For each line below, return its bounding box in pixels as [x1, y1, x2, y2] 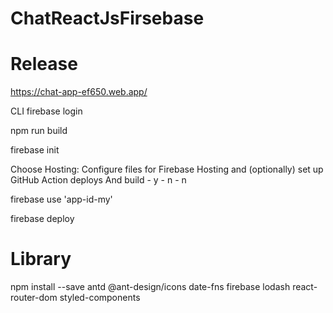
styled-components [59, 292, 141, 304]
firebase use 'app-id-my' [10, 193, 113, 206]
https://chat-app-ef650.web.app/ [10, 86, 148, 98]
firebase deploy [10, 213, 75, 225]
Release [10, 53, 78, 76]
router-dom [10, 292, 58, 304]
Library [10, 248, 72, 271]
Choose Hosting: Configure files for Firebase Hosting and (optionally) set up [10, 163, 324, 176]
